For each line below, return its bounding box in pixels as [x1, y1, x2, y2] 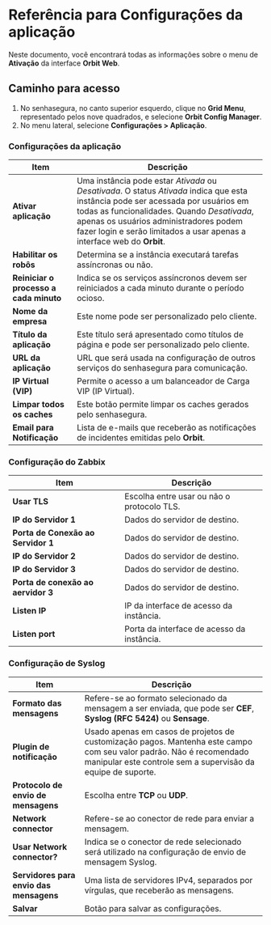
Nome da [12, 306, 48, 317]
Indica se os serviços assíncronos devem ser [76, 273, 248, 284]
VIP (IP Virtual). [76, 386, 135, 397]
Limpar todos [12, 399, 65, 410]
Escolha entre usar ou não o [124, 491, 231, 503]
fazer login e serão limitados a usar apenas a [76, 226, 246, 237]
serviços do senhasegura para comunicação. [76, 363, 248, 374]
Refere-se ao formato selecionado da [84, 692, 227, 703]
